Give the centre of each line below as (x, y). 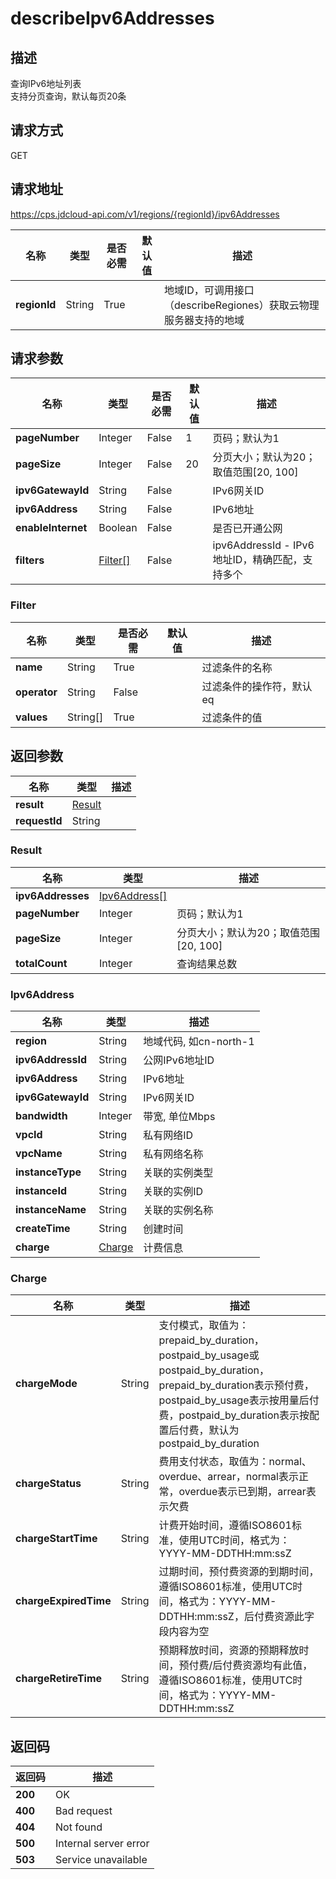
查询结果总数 (207, 964)
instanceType (48, 1172)
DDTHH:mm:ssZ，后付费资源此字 (236, 1617)
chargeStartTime (56, 1539)
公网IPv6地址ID (179, 1060)
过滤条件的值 (232, 717)
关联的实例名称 (178, 1210)
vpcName (39, 1154)
